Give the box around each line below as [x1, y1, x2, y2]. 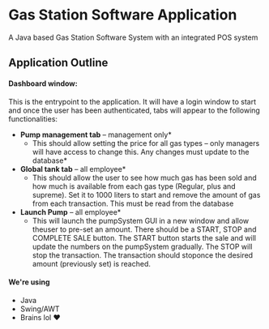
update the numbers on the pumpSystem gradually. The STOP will [32, 241, 253, 251]
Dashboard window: [8, 79, 79, 88]
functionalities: [8, 113, 58, 123]
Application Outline [8, 56, 109, 70]
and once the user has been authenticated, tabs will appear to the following [8, 105, 261, 115]
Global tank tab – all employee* [19, 164, 126, 173]
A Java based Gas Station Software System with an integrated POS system [8, 32, 258, 42]
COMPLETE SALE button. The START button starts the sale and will [32, 233, 257, 242]
